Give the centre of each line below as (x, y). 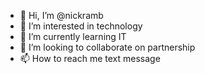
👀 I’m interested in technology (81, 26)
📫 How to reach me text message (90, 58)
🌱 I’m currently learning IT (73, 36)
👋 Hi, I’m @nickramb (61, 15)
